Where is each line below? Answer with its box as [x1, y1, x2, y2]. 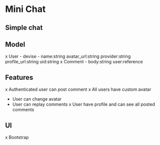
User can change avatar [12, 96, 62, 102]
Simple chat [5, 23, 43, 32]
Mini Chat [5, 3, 46, 15]
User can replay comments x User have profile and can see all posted [12, 101, 155, 108]
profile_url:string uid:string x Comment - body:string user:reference [5, 59, 143, 65]
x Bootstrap [5, 135, 29, 141]
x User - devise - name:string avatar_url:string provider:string [5, 53, 131, 59]
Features [5, 73, 33, 82]
